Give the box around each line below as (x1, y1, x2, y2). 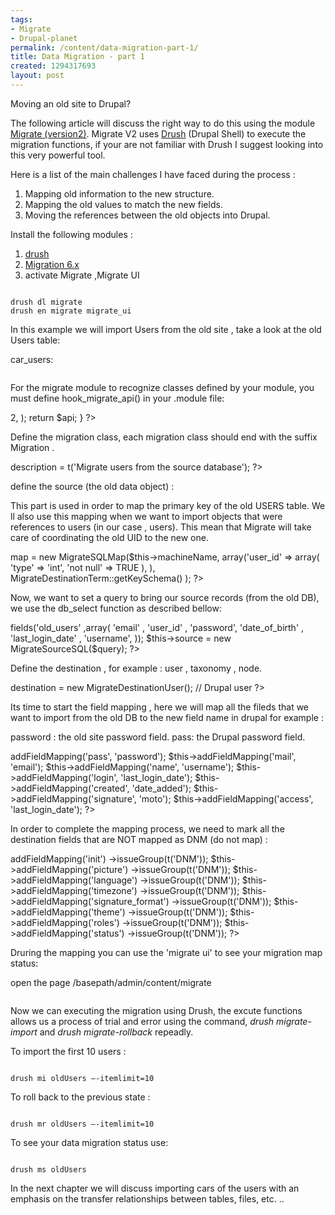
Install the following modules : (10, 228, 133, 240)
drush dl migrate (10, 297, 83, 307)
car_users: (10, 353, 54, 365)
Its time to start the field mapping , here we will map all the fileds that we (10, 701, 310, 713)
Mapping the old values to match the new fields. (24, 198, 223, 210)
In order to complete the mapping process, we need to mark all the (10, 822, 285, 835)
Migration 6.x (24, 258, 80, 270)
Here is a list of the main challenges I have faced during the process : (10, 168, 296, 180)
